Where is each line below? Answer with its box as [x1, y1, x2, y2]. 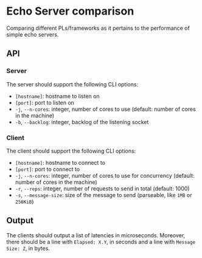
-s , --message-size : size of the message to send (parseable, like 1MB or [15, 191, 192, 198]
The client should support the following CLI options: [6, 147, 136, 155]
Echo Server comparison [6, 4, 134, 18]
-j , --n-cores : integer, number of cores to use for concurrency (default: [15, 172, 195, 179]
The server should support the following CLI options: [6, 80, 139, 88]
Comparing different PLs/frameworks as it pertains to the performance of [6, 24, 190, 32]
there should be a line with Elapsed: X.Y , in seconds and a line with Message [6, 238, 196, 245]
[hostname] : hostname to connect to [15, 159, 105, 166]
